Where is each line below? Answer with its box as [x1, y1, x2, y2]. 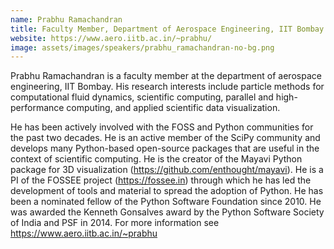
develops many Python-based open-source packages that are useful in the [10, 142, 320, 155]
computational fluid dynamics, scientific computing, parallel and [10, 91, 274, 103]
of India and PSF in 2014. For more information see [10, 217, 220, 229]
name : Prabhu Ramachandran [10, 14, 123, 25]
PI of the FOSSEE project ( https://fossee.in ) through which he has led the [10, 174, 312, 186]
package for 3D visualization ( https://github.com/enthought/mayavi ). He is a [10, 164, 324, 176]
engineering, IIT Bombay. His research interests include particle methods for [10, 81, 325, 93]
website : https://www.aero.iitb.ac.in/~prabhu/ [10, 33, 213, 43]
